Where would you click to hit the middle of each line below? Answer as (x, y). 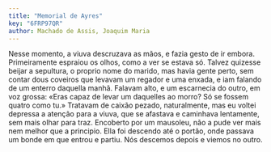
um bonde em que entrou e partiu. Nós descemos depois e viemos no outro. (135, 140)
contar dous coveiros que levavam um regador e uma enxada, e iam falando (135, 80)
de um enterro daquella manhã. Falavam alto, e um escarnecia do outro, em (134, 88)
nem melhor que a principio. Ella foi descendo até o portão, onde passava (131, 131)
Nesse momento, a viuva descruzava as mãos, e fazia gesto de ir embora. (131, 54)
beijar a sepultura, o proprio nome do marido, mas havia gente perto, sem (131, 71)
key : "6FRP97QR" (36, 23)
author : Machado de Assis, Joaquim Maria (79, 31)
